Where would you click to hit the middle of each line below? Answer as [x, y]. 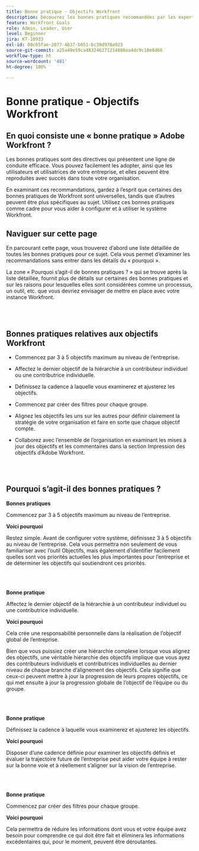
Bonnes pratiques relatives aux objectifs [82, 334]
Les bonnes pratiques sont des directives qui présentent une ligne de [91, 159]
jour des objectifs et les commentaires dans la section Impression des [100, 446]
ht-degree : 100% [26, 67]
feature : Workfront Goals [38, 23]
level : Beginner [26, 34]
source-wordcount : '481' [37, 61]
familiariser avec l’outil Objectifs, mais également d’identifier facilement [93, 550]
